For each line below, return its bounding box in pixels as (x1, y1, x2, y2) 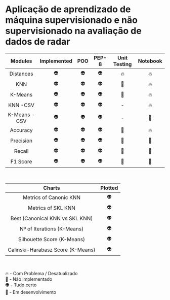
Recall (14, 148, 29, 155)
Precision (10, 137, 33, 144)
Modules (10, 57, 32, 64)
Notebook (138, 57, 162, 64)
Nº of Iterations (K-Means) (19, 225, 84, 232)
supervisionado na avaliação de (5, 25, 142, 37)
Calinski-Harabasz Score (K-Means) (8, 246, 96, 253)
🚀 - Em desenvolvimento (5, 289, 57, 295)
